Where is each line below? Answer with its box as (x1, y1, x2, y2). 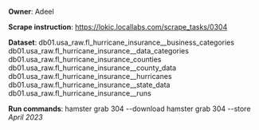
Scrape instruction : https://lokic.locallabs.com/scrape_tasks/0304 (8, 22, 228, 31)
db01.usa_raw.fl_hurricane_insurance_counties (8, 55, 162, 64)
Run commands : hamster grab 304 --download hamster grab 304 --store (8, 104, 251, 113)
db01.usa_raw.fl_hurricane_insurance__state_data (8, 80, 171, 89)
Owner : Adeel (8, 7, 54, 16)
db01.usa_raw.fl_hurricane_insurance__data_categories (8, 46, 190, 55)
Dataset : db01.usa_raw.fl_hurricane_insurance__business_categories (8, 37, 235, 47)
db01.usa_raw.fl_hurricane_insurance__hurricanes (8, 72, 173, 81)
